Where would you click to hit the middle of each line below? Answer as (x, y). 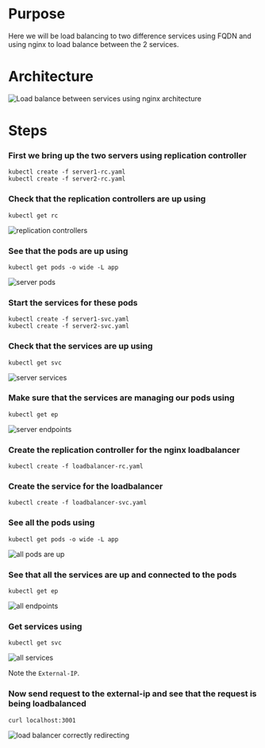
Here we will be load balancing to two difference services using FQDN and (130, 36)
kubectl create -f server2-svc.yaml (69, 326)
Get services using (45, 626)
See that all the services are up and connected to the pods (123, 575)
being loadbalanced (48, 703)
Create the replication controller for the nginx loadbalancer (124, 450)
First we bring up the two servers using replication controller (128, 155)
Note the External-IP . (44, 673)
